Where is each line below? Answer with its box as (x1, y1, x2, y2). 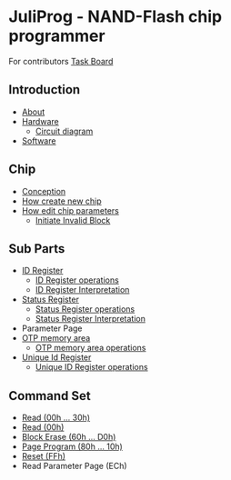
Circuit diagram (35, 125, 94, 136)
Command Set (8, 388, 92, 404)
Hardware (21, 115, 60, 126)
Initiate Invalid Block (35, 215, 111, 225)
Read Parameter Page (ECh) (21, 461, 128, 472)
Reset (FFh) (21, 451, 65, 462)
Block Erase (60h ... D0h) (21, 432, 116, 443)
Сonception (21, 185, 66, 196)
